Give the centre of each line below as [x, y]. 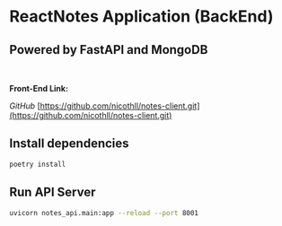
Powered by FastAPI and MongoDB [109, 50]
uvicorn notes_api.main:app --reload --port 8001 [104, 213]
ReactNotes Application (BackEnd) [141, 17]
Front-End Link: [39, 88]
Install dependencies [69, 144]
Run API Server [53, 192]
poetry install [38, 164]
